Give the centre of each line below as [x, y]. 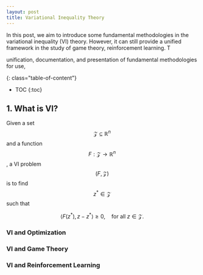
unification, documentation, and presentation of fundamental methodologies [102, 59]
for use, [16, 66]
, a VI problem [24, 164]
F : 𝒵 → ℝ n [102, 154]
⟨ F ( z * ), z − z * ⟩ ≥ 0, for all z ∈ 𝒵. [102, 216]
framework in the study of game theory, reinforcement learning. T [88, 48]
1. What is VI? [32, 108]
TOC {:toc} [29, 89]
